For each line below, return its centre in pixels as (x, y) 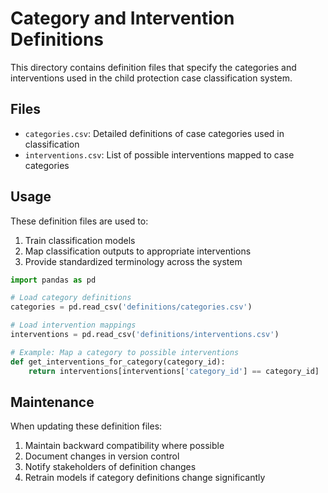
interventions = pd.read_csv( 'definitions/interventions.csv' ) (145, 335)
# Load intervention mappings (73, 325)
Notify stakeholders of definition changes (110, 467)
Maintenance (52, 402)
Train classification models (80, 240)
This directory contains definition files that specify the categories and (153, 67)
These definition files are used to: (79, 221)
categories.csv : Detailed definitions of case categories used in (154, 133)
